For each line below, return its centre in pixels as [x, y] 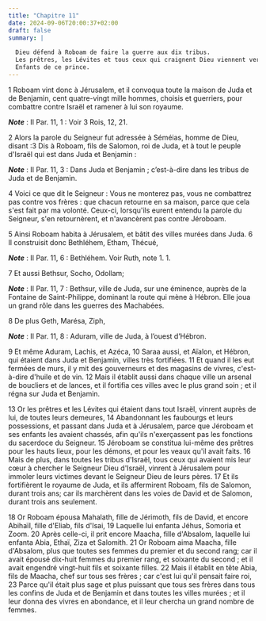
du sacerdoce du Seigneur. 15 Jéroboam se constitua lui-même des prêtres [131, 443]
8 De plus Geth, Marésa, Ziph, [57, 320]
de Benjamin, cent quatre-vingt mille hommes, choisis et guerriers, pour [125, 98]
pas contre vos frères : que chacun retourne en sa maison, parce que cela [129, 201]
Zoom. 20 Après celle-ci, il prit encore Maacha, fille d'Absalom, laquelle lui [129, 534]
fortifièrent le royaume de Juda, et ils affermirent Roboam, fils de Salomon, [130, 485]
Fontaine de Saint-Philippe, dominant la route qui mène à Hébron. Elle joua [129, 297]
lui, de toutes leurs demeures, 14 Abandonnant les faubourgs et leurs [121, 417]
